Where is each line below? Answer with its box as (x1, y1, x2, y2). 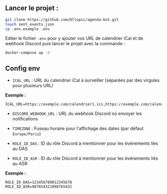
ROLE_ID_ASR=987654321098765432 (5, 184, 72, 190)
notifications (12, 116, 38, 122)
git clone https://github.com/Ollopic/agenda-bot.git (5, 17, 119, 22)
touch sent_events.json (5, 22, 55, 27)
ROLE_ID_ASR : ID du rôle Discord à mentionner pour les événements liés (12, 155, 158, 161)
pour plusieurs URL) (12, 83, 54, 89)
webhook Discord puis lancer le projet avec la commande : (5, 41, 125, 47)
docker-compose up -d (5, 50, 50, 55)
